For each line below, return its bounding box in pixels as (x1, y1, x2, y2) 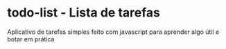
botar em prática (7, 35, 55, 43)
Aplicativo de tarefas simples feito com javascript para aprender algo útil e (7, 28, 220, 36)
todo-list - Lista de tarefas (7, 5, 161, 21)
